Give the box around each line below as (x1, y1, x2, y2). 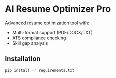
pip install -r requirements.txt (5, 68, 75, 73)
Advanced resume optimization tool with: (5, 20, 90, 26)
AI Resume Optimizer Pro (5, 3, 111, 15)
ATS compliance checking (12, 35, 66, 41)
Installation (5, 55, 41, 63)
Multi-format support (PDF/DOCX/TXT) (12, 29, 93, 35)
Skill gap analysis (12, 40, 48, 46)
